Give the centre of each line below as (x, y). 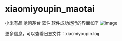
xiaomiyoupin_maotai (50, 9)
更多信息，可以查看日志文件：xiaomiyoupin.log (52, 33)
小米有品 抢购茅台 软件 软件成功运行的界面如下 (52, 23)
